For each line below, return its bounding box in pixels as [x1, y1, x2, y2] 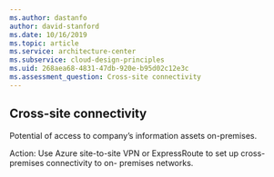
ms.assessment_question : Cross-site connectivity [9, 73, 202, 82]
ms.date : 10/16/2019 [9, 30, 88, 39]
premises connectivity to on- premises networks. [9, 157, 194, 168]
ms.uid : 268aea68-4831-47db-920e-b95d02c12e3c [9, 64, 189, 74]
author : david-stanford [9, 22, 100, 31]
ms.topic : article [9, 38, 79, 48]
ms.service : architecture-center [9, 47, 137, 56]
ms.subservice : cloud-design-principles [9, 55, 166, 64]
